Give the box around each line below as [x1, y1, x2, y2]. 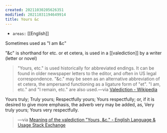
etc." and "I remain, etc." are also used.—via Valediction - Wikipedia [17, 87, 158, 93]
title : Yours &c [5, 17, 39, 22]
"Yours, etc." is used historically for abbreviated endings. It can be [17, 65, 154, 71]
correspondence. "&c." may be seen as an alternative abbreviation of [17, 76, 160, 82]
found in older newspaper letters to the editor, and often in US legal [17, 71, 157, 77]
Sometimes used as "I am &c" [5, 40, 67, 46]
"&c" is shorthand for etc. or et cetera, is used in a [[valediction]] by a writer [5, 50, 162, 56]
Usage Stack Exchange [17, 122, 66, 128]
